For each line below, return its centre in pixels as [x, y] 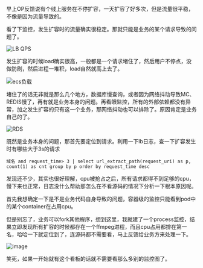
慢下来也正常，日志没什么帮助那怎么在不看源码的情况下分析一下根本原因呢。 [101, 186]
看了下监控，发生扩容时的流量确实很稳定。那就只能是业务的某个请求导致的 [99, 29]
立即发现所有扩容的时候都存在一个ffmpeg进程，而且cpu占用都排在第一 [99, 227]
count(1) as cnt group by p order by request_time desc [78, 167]
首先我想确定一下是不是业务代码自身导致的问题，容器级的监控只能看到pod [98, 199]
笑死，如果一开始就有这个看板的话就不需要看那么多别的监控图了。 [88, 259]
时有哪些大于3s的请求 [33, 149]
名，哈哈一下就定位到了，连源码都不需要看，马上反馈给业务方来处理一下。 [99, 234]
